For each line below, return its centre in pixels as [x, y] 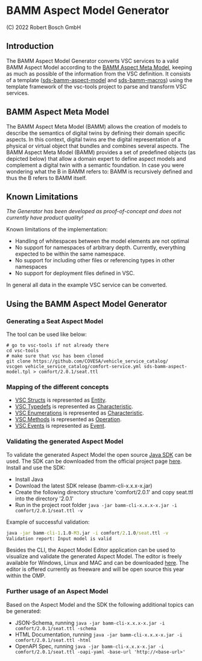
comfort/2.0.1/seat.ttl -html [53, 640]
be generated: [24, 611]
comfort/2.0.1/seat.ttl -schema [55, 628]
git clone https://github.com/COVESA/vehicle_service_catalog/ [87, 361]
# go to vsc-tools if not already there [58, 346]
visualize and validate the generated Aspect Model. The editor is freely [94, 556]
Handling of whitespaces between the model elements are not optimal [102, 241]
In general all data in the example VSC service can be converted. [87, 285]
